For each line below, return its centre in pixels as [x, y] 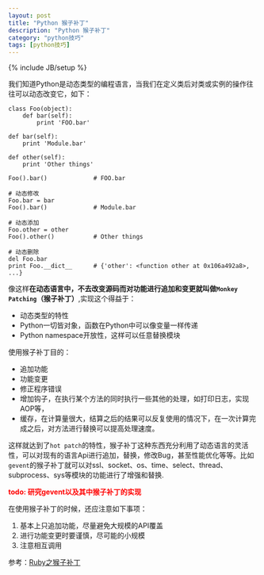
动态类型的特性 [44, 316]
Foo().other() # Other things [76, 237]
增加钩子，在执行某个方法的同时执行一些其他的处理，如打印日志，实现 [134, 399]
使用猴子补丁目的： [40, 352]
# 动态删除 [24, 252]
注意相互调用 [40, 546]
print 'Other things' [58, 165]
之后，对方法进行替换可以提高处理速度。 [93, 428]
